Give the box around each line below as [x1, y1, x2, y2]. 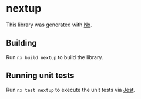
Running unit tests [6, 71, 75, 81]
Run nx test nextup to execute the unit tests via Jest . [6, 86, 136, 93]
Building [6, 38, 37, 48]
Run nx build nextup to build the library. [6, 53, 103, 60]
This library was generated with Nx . [6, 21, 92, 28]
